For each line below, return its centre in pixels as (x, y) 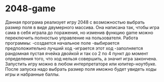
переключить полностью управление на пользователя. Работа (72, 38)
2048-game (30, 9)
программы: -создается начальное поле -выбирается (62, 43)
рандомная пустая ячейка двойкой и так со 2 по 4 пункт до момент (77, 53)
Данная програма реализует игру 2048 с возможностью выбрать (75, 22)
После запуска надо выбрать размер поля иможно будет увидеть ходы (81, 69)
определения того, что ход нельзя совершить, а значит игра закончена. (81, 58)
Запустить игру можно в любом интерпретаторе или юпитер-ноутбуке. (81, 64)
